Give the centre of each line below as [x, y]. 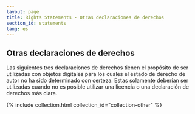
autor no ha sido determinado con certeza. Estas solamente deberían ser [97, 81]
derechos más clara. [32, 93]
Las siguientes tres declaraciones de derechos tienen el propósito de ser [97, 68]
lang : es [17, 29]
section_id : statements [36, 23]
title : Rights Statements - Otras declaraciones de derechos [85, 17]
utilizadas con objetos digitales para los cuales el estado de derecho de [96, 74]
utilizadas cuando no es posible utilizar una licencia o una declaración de [98, 87]
